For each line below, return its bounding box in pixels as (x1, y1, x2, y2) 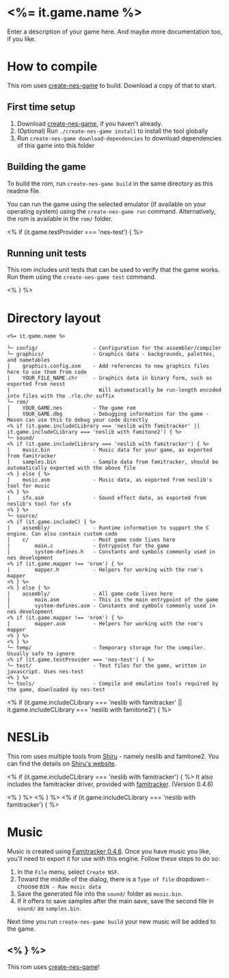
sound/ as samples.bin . (16, 904, 81, 912)
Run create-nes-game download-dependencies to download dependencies (16, 134, 222, 142)
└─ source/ (7, 512, 38, 520)
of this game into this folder (16, 141, 95, 149)
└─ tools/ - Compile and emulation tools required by (7, 680, 219, 688)
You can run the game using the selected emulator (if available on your (7, 200, 206, 208)
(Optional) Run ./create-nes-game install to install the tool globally (16, 127, 208, 135)
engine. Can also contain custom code (7, 531, 118, 538)
